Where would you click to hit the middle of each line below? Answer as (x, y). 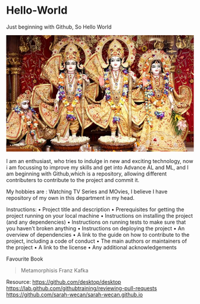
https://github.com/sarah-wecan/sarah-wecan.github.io (74, 294)
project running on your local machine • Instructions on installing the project (100, 216)
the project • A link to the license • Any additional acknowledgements (91, 247)
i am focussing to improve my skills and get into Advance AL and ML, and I (97, 168)
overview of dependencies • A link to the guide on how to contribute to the (98, 235)
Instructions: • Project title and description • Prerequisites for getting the (95, 209)
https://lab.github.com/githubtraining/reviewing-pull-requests (82, 289)
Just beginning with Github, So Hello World (59, 27)
